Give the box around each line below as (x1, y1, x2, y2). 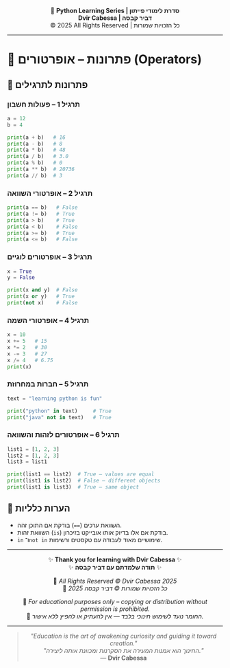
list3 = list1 (7, 458, 48, 465)
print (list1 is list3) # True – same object (7, 484, 139, 491)
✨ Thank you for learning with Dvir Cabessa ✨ (47, 555, 183, 564)
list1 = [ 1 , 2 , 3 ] (7, 445, 60, 453)
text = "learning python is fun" (7, 395, 103, 402)
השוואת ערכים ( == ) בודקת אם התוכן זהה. (16, 521, 122, 529)
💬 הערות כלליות (7, 502, 71, 515)
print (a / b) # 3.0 (7, 153, 69, 160)
